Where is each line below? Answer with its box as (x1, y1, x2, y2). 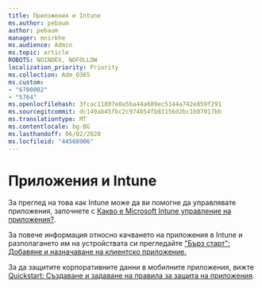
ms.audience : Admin (8, 41, 73, 49)
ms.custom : (8, 78, 44, 86)
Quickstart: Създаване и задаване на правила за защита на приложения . (8, 271, 255, 281)
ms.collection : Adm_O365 (8, 71, 91, 79)
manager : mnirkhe (8, 33, 66, 42)
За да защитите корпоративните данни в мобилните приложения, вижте (8, 263, 254, 272)
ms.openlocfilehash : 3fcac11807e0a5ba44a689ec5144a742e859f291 (8, 100, 222, 108)
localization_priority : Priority (8, 64, 119, 72)
